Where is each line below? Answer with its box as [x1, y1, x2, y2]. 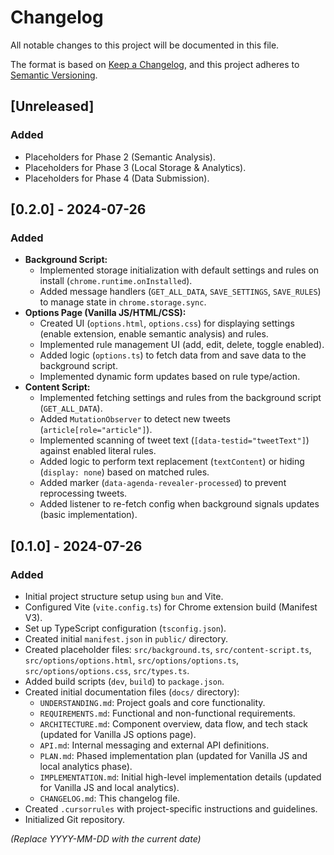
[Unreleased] [10, 98, 95, 115]
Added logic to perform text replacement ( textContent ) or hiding [39, 456, 305, 468]
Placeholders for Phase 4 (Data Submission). [24, 172, 210, 184]
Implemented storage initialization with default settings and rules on [39, 264, 320, 276]
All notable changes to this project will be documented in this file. [10, 39, 280, 51]
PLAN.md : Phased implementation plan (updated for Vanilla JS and [39, 750, 308, 761]
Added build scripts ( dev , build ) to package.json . [24, 676, 225, 687]
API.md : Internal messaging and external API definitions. [39, 739, 270, 751]
